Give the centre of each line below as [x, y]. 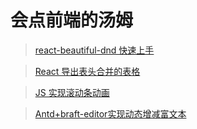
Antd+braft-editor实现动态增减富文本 [110, 113]
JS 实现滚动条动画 [72, 92]
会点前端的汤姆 [72, 20]
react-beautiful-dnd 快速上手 [94, 50]
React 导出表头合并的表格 [87, 71]
